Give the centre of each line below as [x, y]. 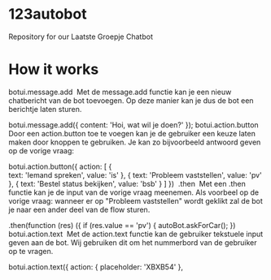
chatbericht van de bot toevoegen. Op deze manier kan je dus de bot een [131, 100]
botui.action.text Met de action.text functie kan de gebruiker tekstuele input [136, 234]
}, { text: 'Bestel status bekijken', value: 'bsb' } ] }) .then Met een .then [127, 183]
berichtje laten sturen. [45, 109]
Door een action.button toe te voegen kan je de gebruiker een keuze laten [132, 133]
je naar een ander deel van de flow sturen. [79, 209]
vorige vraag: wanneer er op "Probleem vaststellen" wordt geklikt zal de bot [135, 200]
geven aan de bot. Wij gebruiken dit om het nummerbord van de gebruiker [133, 242]
